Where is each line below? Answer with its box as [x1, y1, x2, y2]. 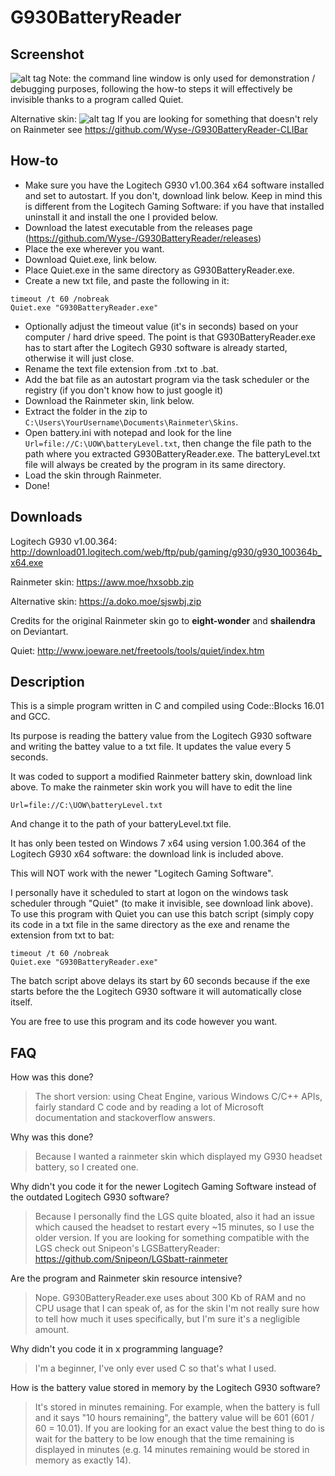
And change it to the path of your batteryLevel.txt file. [10, 818, 232, 830]
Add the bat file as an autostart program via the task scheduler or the [24, 373, 310, 385]
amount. [34, 1324, 70, 1336]
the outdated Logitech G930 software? [10, 1191, 170, 1203]
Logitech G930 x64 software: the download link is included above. [10, 848, 284, 860]
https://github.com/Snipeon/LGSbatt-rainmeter [34, 1253, 228, 1265]
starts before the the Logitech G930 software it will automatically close [10, 986, 303, 998]
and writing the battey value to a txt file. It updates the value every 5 [10, 741, 292, 753]
